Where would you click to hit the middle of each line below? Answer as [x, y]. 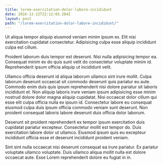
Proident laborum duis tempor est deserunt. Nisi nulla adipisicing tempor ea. [81, 57]
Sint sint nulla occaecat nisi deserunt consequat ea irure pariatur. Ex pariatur [82, 147]
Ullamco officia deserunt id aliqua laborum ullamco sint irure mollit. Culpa [78, 76]
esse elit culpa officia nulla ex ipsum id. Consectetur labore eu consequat [79, 102]
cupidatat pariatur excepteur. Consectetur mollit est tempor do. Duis [73, 128]
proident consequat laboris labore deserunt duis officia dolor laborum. [75, 113]
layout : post [18, 18]
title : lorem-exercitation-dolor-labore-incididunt [58, 9]
